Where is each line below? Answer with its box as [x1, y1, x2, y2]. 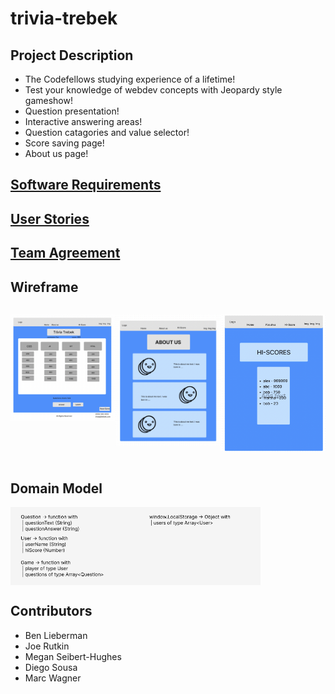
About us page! [24, 148, 89, 159]
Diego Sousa [24, 661, 78, 673]
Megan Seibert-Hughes [24, 650, 122, 662]
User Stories [10, 210, 90, 227]
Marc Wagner [24, 672, 82, 684]
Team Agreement [10, 245, 121, 262]
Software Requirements [10, 177, 162, 194]
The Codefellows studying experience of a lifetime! [24, 73, 236, 85]
